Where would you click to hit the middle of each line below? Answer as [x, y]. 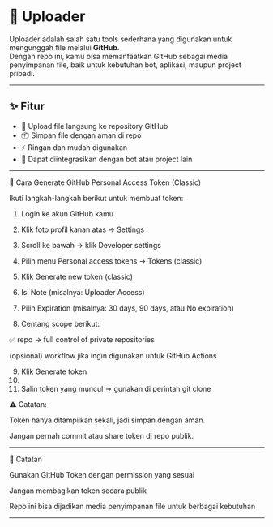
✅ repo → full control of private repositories [82, 339]
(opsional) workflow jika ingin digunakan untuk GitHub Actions [113, 355]
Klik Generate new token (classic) [77, 276]
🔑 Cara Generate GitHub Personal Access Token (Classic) [105, 182]
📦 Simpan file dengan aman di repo [81, 135]
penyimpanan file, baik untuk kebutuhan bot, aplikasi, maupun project [126, 65]
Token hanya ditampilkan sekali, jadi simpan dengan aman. [107, 420]
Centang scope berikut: [60, 323]
